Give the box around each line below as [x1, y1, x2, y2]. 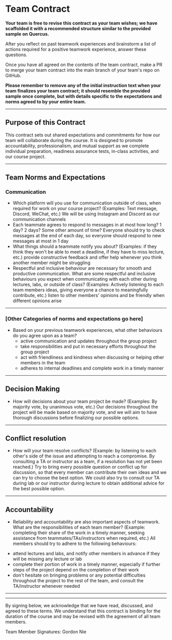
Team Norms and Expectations [5, 173, 106, 182]
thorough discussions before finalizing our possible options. [12, 415, 139, 421]
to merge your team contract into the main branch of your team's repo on [5, 67, 160, 73]
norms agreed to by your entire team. [5, 98, 86, 105]
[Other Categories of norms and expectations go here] [5, 315, 143, 323]
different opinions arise [12, 298, 62, 304]
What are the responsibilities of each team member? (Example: [12, 524, 145, 531]
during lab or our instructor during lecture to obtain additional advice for [12, 480, 165, 486]
